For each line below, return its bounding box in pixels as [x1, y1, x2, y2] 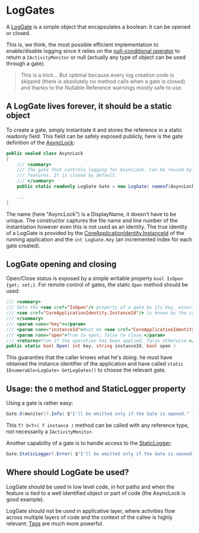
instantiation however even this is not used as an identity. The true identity [6, 223, 188, 230]
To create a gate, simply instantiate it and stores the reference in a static [6, 126, 182, 134]
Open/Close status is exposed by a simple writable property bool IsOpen [6, 275, 184, 282]
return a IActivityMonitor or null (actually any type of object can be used [6, 53, 186, 61]
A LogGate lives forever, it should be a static [6, 101, 172, 112]
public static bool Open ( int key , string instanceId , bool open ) [6, 343, 176, 349]
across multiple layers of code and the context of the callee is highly [6, 513, 173, 521]
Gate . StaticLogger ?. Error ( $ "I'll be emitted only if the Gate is [6, 451, 174, 457]
